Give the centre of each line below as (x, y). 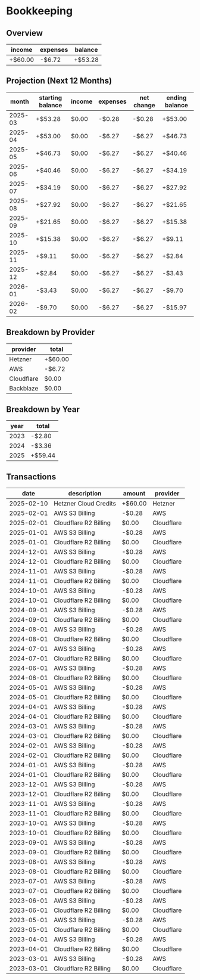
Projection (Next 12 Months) (59, 81)
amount (134, 494)
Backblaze (24, 388)
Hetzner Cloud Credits (85, 504)
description (85, 494)
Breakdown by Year (43, 410)
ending (176, 98)
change (145, 105)
